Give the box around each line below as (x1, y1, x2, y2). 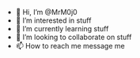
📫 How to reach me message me (15, 42, 125, 50)
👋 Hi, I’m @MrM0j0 (15, 8, 78, 16)
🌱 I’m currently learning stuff (15, 24, 109, 33)
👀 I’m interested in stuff (15, 16, 92, 25)
